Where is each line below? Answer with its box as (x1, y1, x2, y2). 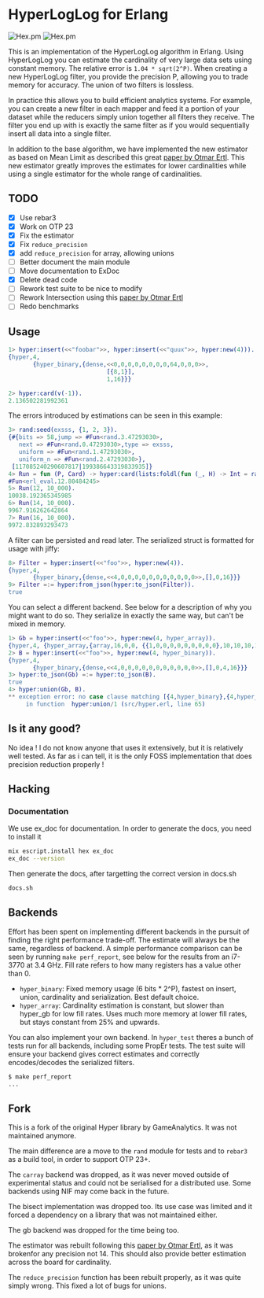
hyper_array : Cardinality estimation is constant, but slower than (19, 1001, 225, 1010)
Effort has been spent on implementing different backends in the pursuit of (8, 927, 250, 936)
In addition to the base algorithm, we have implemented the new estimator (8, 144, 248, 153)
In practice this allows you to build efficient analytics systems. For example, (8, 95, 253, 105)
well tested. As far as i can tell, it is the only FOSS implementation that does (8, 751, 253, 761)
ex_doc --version (8, 855, 65, 863)
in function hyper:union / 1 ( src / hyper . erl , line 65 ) (25, 700, 206, 708)
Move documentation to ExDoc (19, 266, 120, 276)
